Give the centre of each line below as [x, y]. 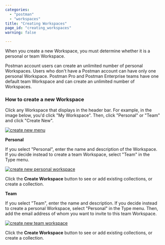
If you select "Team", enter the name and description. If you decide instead [81, 203]
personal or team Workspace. [35, 56]
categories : [17, 10]
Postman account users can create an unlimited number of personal [74, 66]
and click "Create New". [29, 121]
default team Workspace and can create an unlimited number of [70, 81]
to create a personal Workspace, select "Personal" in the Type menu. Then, [82, 209]
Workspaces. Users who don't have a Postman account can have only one [81, 71]
